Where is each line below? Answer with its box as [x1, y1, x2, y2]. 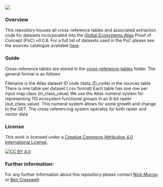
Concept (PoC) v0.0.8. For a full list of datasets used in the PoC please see [5, 38, 154, 43]
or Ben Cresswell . [5, 177, 40, 183]
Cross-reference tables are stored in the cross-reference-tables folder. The [5, 66, 156, 72]
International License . [5, 139, 49, 145]
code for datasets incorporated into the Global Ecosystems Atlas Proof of [5, 32, 151, 38]
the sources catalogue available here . [5, 43, 80, 48]
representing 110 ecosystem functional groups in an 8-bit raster [5, 96, 132, 101]
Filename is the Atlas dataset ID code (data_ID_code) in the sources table [5, 80, 151, 86]
